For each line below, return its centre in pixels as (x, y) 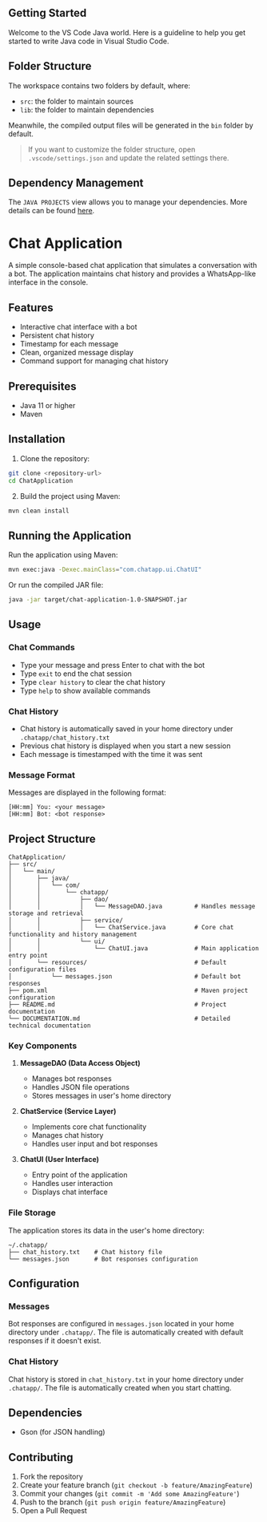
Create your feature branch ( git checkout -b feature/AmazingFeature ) (136, 1485)
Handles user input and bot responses (95, 1144)
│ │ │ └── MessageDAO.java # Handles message (132, 907)
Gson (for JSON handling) (62, 1432)
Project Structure (52, 838)
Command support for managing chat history (94, 361)
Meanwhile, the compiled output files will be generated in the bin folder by (131, 125)
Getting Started (48, 13)
